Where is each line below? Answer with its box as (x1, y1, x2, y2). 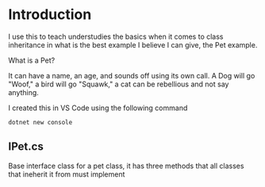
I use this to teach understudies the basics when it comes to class (8, 32, 224, 41)
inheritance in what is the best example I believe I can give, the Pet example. (8, 40, 258, 49)
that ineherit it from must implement (8, 169, 125, 179)
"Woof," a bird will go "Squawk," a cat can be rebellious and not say (8, 79, 229, 89)
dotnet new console (8, 118, 73, 126)
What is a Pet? (8, 55, 56, 65)
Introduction (8, 6, 92, 24)
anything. (8, 87, 40, 97)
